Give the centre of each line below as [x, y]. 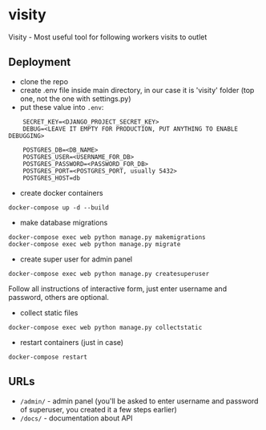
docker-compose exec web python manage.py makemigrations [107, 237]
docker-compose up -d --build [59, 207]
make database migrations [64, 222]
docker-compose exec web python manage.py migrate [95, 244]
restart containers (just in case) [72, 342]
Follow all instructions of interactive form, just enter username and [117, 288]
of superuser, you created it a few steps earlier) [99, 409]
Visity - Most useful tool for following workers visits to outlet [108, 37]
